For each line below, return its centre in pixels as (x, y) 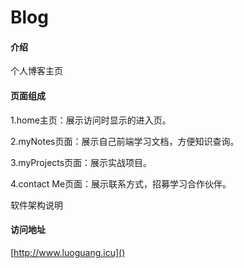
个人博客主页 (36, 71)
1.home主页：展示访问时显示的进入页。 (91, 120)
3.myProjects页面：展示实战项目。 (81, 162)
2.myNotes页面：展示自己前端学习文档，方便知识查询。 (125, 141)
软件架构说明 (36, 205)
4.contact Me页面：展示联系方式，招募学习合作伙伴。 (121, 183)
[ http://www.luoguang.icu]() (68, 252)
